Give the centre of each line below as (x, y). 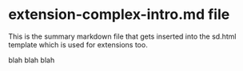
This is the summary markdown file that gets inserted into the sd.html (122, 36)
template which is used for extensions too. (78, 44)
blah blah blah (32, 60)
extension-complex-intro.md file (119, 15)
